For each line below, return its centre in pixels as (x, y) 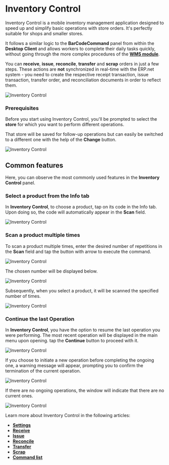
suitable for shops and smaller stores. (44, 33)
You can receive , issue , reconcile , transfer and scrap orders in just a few (82, 64)
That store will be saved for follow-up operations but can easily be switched (84, 134)
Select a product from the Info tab (47, 196)
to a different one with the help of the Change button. (61, 140)
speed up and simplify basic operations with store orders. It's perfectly (79, 28)
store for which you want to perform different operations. (65, 125)
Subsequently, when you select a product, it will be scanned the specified (82, 290)
